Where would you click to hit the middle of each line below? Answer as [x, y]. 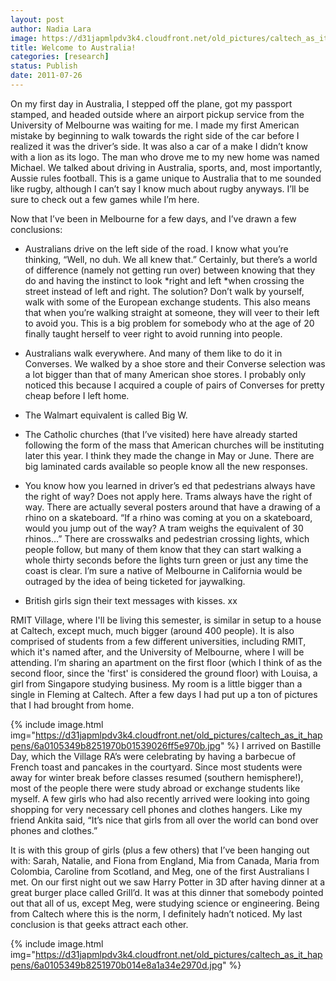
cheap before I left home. [77, 395]
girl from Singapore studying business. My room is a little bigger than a [156, 683]
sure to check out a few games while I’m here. [105, 199]
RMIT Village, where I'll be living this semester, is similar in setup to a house [166, 620]
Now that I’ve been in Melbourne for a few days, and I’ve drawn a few [153, 218]
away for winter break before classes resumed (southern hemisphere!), [157, 777]
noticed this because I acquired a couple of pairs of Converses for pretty [174, 385]
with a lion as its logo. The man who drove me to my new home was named [165, 157]
